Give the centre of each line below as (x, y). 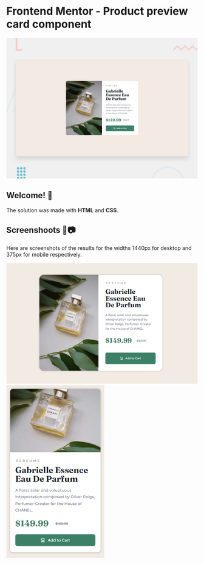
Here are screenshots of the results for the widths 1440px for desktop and (99, 248)
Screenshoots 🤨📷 (41, 230)
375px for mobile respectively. (44, 254)
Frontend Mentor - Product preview (97, 11)
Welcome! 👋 (29, 195)
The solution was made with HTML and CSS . (62, 210)
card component (49, 24)
